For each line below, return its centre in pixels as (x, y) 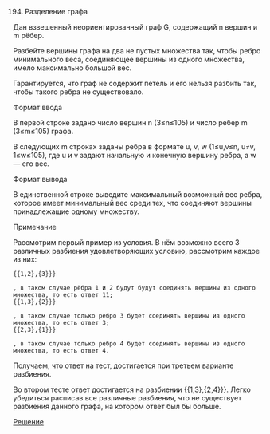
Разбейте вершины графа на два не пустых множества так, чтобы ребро (137, 51)
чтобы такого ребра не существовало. (78, 92)
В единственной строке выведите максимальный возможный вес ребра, (138, 194)
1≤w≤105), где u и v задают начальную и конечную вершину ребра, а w (135, 155)
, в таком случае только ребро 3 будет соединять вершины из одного (129, 316)
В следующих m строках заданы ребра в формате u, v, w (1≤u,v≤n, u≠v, (134, 146)
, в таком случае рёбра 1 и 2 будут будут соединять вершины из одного (134, 288)
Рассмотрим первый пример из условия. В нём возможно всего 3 (126, 242)
